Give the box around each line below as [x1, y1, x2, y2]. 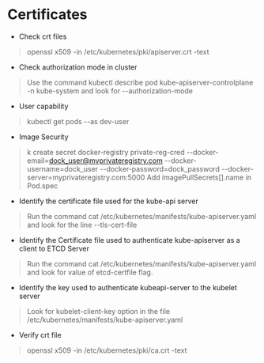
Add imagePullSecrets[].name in [146, 172, 252, 182]
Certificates [7, 6, 88, 24]
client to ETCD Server [18, 244, 90, 253]
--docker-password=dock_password [100, 164, 221, 173]
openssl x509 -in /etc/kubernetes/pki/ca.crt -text [26, 346, 187, 355]
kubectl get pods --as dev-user [26, 116, 130, 126]
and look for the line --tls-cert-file [26, 220, 138, 229]
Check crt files [18, 32, 67, 41]
